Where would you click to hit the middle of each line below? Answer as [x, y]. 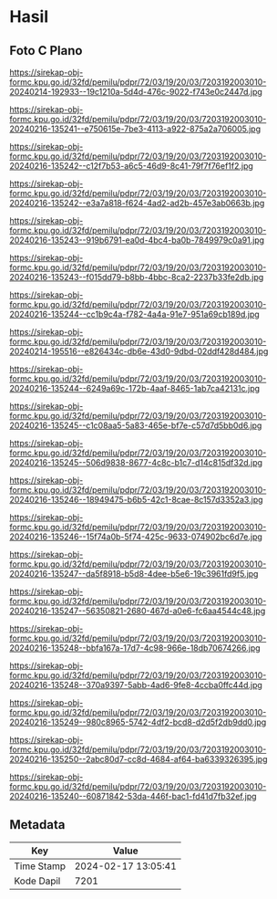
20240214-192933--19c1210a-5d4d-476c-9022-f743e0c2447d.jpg [136, 92]
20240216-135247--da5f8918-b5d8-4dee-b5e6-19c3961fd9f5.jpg [134, 574]
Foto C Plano [46, 51]
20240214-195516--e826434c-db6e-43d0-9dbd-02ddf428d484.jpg [139, 351]
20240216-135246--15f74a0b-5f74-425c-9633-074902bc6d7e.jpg [136, 537]
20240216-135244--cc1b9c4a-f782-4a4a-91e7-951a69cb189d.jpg [134, 314]
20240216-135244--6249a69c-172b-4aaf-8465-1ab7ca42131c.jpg [135, 388]
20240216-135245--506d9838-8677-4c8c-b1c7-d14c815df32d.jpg [136, 462]
